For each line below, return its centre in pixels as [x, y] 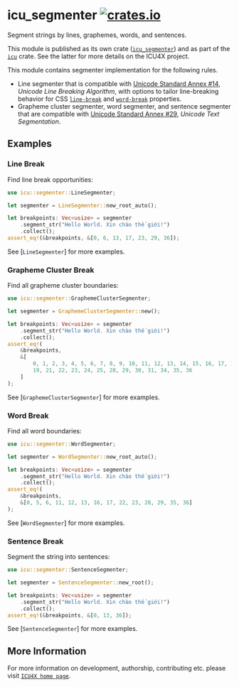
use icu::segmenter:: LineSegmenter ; [62, 193]
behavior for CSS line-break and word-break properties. [100, 99]
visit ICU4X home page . [39, 676]
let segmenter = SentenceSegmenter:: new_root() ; [81, 583]
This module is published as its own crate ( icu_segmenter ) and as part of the [119, 48]
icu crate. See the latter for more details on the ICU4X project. [99, 56]
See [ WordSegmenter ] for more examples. [66, 523]
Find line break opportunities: [51, 179]
